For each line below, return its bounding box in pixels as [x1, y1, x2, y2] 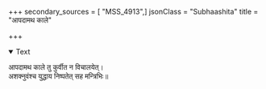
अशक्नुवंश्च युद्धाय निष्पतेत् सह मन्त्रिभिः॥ [8, 71, 109, 81]
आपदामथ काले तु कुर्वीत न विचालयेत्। [8, 63, 104, 71]
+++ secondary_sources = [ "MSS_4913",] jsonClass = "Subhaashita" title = [8, 7, 259, 16]
